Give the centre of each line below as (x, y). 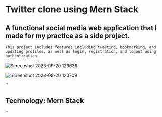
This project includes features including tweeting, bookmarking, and (81, 47)
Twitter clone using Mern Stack (72, 9)
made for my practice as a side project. (67, 36)
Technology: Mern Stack (45, 101)
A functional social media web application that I (81, 28)
